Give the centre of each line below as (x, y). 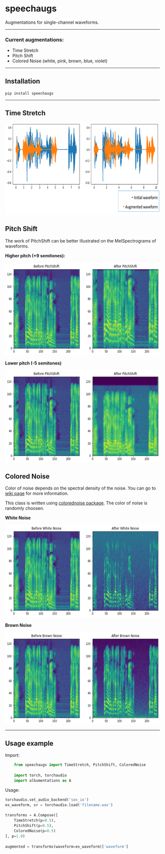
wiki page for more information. (37, 493)
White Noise (18, 518)
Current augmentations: (34, 40)
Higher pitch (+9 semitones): (35, 255)
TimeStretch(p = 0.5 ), (35, 820)
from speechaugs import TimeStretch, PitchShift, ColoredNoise (80, 765)
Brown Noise (18, 625)
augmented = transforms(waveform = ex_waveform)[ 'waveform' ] (67, 847)
